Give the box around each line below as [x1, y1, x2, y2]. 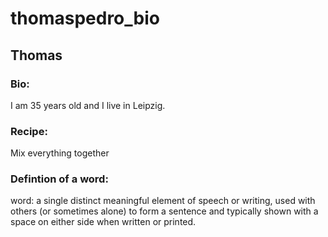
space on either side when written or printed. [10, 216, 197, 228]
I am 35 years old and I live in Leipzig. [10, 99, 166, 111]
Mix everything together [10, 147, 110, 159]
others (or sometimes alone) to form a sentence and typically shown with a [10, 205, 319, 217]
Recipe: [10, 124, 48, 138]
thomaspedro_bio [10, 7, 160, 30]
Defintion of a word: [10, 172, 109, 186]
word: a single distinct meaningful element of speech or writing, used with [10, 195, 316, 207]
